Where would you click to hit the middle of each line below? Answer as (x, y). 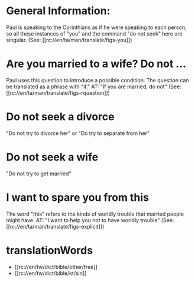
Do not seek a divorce (60, 117)
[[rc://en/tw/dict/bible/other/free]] (56, 267)
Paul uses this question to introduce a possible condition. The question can (97, 80)
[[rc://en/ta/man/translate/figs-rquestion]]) (58, 92)
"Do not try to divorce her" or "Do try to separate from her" (78, 133)
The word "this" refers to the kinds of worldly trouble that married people (95, 214)
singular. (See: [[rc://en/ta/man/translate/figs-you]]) (69, 40)
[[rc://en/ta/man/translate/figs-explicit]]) (55, 226)
